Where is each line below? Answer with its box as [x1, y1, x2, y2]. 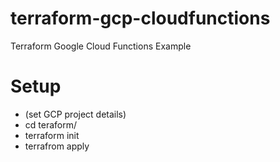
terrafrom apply [24, 140, 90, 152]
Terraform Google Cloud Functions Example [10, 40, 192, 52]
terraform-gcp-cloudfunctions [10, 7, 271, 30]
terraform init [24, 129, 80, 141]
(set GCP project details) [24, 108, 127, 120]
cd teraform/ [24, 118, 78, 131]
